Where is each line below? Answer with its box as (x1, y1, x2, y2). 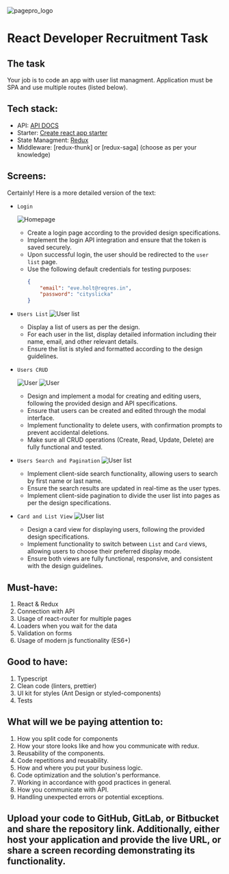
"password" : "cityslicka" (40, 291, 114, 298)
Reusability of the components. (16, 748, 105, 757)
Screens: (7, 170, 46, 182)
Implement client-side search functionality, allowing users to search (27, 470, 218, 478)
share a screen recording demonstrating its (7, 845, 196, 856)
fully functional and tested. (27, 443, 103, 451)
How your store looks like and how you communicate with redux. (16, 742, 200, 750)
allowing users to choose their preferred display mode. (27, 547, 182, 556)
